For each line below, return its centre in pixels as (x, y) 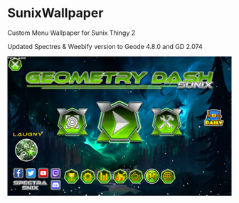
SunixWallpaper (55, 13)
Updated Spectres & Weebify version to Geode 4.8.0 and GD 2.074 (105, 46)
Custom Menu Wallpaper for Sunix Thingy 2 (71, 33)
